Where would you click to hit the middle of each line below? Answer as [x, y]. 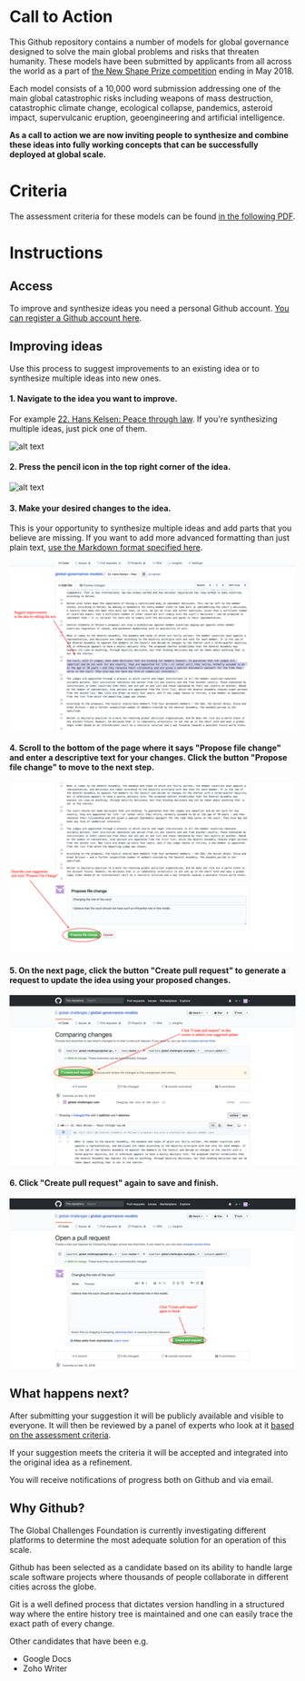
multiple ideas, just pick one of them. [79, 428]
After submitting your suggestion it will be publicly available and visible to [147, 1416]
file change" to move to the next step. [82, 767]
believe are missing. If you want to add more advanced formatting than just [150, 538]
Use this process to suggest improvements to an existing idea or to [135, 368]
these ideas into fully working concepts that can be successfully [134, 144]
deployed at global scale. [58, 154]
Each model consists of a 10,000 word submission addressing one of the [145, 88]
